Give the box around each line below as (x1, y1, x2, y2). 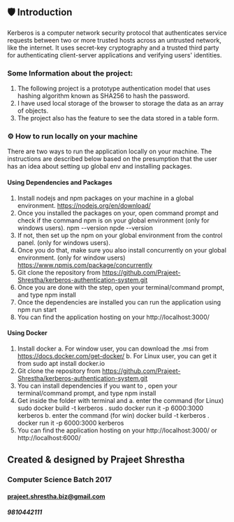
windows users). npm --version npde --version (17, 223, 154, 232)
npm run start (17, 305, 57, 313)
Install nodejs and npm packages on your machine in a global (17, 194, 194, 202)
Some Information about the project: (7, 68, 133, 78)
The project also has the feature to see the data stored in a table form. (17, 114, 219, 122)
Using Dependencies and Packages (7, 178, 113, 186)
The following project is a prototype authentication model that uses (17, 84, 211, 93)
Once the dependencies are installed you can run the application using (17, 297, 221, 306)
